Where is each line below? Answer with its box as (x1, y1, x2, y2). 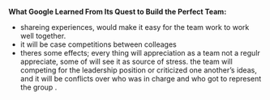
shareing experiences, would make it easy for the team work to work (19, 23, 250, 31)
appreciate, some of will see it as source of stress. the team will (19, 56, 233, 66)
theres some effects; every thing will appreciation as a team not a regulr (19, 48, 261, 57)
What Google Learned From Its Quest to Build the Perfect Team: (8, 7, 227, 16)
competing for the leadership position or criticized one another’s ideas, (19, 65, 257, 75)
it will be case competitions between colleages (19, 40, 177, 49)
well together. (19, 31, 66, 40)
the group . (19, 82, 58, 92)
